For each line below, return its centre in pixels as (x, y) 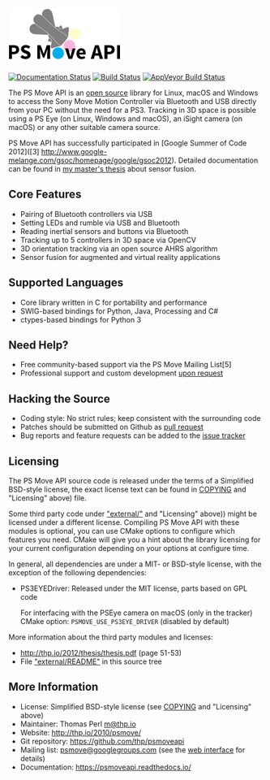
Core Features (45, 195)
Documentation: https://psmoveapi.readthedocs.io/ (106, 767)
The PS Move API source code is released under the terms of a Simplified (131, 481)
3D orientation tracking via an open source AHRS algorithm (119, 249)
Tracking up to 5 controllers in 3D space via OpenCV (108, 240)
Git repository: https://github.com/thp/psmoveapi (102, 741)
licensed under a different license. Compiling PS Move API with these (124, 522)
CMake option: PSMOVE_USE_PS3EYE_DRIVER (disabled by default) (124, 621)
